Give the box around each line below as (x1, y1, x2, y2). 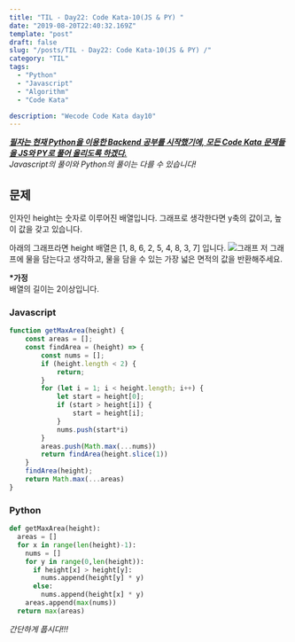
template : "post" (9, 29, 74, 38)
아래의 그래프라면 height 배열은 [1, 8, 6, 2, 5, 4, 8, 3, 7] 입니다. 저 (9, 243, 268, 254)
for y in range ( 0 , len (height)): (25, 557, 144, 566)
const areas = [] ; (25, 334, 93, 344)
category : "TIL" (9, 54, 69, 63)
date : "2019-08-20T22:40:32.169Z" (9, 21, 137, 30)
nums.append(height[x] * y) (41, 591, 144, 599)
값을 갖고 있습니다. (18, 223, 82, 235)
